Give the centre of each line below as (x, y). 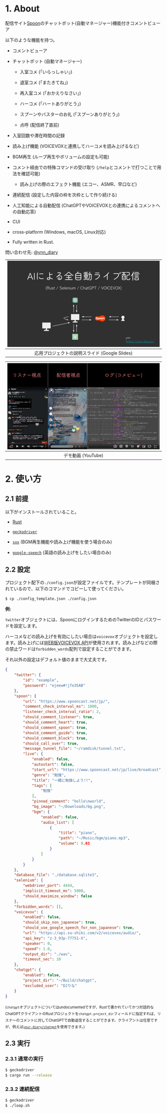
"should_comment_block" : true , (55, 738)
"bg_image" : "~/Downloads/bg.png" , (69, 807)
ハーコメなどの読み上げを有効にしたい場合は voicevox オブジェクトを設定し (82, 637)
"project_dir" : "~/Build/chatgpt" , (60, 980)
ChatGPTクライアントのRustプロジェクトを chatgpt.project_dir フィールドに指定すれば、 (81, 1014)
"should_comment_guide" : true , (55, 733)
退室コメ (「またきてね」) (44, 82)
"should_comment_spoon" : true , (55, 728)
